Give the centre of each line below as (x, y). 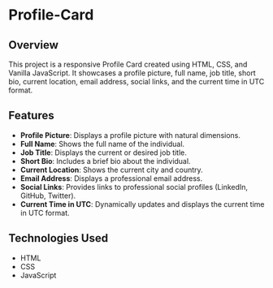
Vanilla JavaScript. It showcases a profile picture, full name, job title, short (132, 73)
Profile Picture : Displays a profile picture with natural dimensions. (130, 135)
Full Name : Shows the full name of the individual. (102, 144)
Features (31, 116)
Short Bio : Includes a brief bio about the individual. (105, 161)
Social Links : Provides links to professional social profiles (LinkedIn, (134, 187)
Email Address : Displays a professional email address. (111, 178)
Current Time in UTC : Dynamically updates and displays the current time (142, 204)
